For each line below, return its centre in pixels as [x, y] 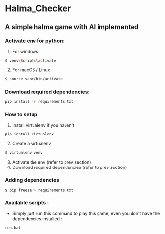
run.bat [13, 228]
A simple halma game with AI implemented [72, 27]
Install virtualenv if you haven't [43, 125]
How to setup [21, 114]
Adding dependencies [32, 180]
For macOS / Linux [31, 70]
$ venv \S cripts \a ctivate [31, 60]
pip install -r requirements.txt [39, 101]
